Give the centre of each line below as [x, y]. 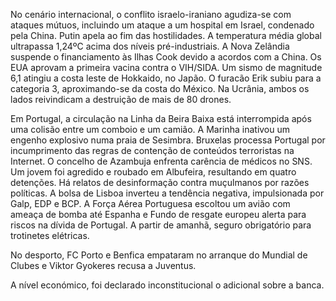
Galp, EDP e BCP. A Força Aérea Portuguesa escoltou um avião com [150, 203]
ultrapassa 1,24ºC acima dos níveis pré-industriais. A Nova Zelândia [150, 46]
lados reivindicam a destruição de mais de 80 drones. [121, 99]
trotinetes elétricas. [50, 235]
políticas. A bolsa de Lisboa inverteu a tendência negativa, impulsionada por [167, 193]
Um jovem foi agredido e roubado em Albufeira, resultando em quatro [153, 172]
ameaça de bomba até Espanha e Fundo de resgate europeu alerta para [158, 214]
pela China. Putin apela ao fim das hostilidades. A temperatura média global [166, 35]
